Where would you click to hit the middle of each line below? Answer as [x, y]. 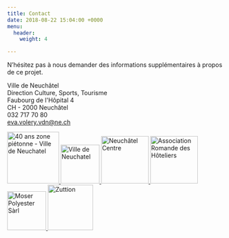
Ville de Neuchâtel [33, 86]
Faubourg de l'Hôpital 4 [41, 100]
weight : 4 [34, 39]
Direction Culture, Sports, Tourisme [57, 93]
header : [24, 33]
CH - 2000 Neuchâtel [38, 108]
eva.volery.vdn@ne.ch [39, 122]
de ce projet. [25, 72]
